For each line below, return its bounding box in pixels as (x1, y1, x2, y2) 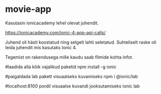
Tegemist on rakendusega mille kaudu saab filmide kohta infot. (5, 54, 133, 60)
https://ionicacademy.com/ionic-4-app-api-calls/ (5, 29, 106, 35)
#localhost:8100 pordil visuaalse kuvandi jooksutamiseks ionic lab (5, 83, 140, 89)
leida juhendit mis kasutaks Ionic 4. (5, 44, 77, 50)
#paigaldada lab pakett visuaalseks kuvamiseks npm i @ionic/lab (5, 73, 138, 79)
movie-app (5, 3, 51, 15)
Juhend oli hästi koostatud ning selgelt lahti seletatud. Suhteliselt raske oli (5, 39, 157, 45)
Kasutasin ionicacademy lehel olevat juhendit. (5, 20, 99, 26)
